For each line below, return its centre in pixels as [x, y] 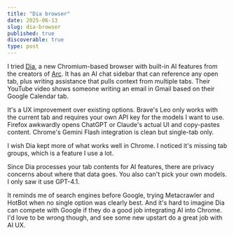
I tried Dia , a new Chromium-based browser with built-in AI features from [113, 66]
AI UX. [16, 225]
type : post [23, 46]
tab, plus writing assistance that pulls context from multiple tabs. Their [109, 81]
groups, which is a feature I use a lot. [61, 153]
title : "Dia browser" [39, 14]
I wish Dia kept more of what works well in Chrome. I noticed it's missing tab [117, 146]
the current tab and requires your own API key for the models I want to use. [116, 117]
